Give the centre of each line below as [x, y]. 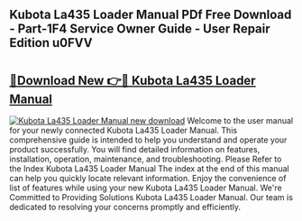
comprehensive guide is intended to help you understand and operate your [148, 140]
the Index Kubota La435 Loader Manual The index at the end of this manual [150, 169]
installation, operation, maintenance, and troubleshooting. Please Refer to [146, 159]
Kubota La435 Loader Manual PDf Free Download [151, 15]
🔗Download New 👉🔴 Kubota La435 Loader [133, 80]
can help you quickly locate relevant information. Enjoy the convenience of [148, 178]
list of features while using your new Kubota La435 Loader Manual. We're [146, 188]
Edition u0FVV [51, 43]
